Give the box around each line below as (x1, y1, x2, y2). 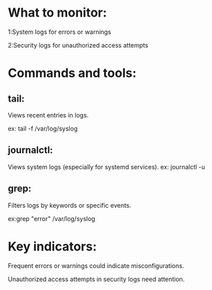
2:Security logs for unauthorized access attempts (8, 41, 148, 49)
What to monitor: (8, 5, 108, 21)
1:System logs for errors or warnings (8, 28, 111, 36)
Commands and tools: (8, 66, 137, 81)
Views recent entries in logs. (8, 110, 89, 119)
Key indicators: (8, 238, 97, 254)
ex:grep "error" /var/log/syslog (8, 214, 95, 222)
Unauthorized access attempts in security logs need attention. (8, 275, 185, 283)
